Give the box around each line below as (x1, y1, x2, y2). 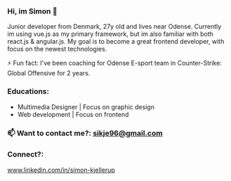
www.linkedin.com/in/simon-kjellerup (7, 166, 116, 174)
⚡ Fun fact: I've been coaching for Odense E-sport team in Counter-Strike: (7, 59, 223, 68)
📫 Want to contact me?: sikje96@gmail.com (7, 128, 163, 138)
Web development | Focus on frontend (17, 110, 129, 118)
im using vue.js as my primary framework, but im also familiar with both (7, 30, 214, 38)
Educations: (7, 87, 49, 96)
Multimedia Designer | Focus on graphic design (17, 102, 154, 111)
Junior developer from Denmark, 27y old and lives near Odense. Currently (7, 23, 222, 31)
